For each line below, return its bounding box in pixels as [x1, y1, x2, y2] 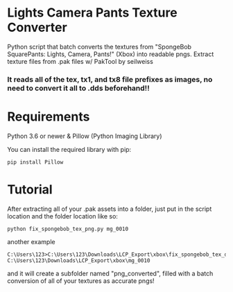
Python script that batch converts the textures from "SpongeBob [7, 42, 192, 51]
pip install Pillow [7, 158, 64, 166]
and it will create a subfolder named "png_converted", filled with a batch [7, 269, 214, 277]
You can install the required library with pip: [7, 145, 132, 153]
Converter [7, 19, 67, 35]
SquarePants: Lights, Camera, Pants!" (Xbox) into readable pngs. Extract [7, 50, 214, 58]
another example [7, 237, 55, 246]
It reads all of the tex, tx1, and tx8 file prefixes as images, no [7, 74, 213, 84]
